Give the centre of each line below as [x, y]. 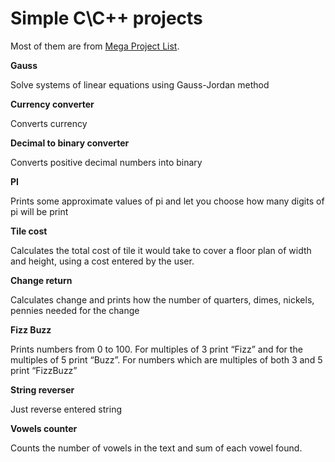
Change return [41, 280]
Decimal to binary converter [70, 143]
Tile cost [29, 231]
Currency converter [52, 104]
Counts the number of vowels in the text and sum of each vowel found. [156, 448]
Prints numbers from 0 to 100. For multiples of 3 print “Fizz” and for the [156, 349]
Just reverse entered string [66, 409]
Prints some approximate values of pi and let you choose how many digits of [167, 201]
